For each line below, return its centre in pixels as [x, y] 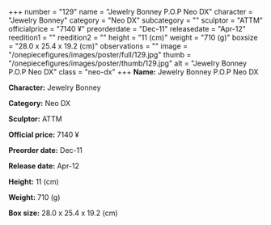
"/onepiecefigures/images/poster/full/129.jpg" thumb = [100, 55]
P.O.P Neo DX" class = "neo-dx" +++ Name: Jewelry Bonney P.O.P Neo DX [133, 72]
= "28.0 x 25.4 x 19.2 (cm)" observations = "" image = [98, 46]
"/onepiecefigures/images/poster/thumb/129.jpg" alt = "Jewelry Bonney [128, 63]
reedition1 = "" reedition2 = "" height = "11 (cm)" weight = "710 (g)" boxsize [133, 37]
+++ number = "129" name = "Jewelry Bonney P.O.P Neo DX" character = [131, 12]
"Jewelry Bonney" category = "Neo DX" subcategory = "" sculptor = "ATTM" [136, 20]
